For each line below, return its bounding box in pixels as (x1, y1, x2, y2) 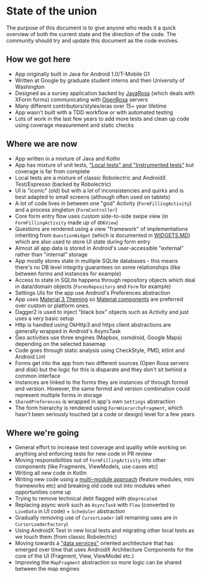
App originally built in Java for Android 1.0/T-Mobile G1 (14, 70, 150, 78)
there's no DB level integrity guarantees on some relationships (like (14, 263, 181, 271)
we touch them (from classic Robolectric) (14, 533, 117, 541)
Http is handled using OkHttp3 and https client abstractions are (14, 321, 172, 328)
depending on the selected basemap (14, 340, 106, 347)
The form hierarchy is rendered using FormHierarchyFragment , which (14, 404, 183, 411)
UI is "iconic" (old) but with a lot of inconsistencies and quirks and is (14, 186, 184, 194)
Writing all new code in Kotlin (14, 469, 87, 476)
